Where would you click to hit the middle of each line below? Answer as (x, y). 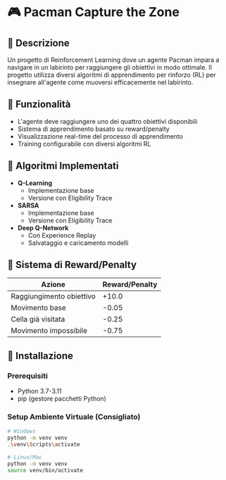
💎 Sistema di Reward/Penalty (72, 265)
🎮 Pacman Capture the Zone (93, 12)
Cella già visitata (38, 320)
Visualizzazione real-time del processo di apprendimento (100, 136)
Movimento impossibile (49, 331)
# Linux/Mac (25, 457)
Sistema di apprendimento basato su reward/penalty (94, 129)
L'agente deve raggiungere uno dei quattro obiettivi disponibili (107, 121)
